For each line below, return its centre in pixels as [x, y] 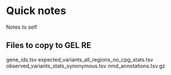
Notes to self [21, 27]
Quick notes [36, 11]
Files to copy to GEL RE [49, 45]
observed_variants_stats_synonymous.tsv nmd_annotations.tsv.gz [86, 66]
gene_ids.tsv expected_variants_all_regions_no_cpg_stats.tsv [80, 59]
